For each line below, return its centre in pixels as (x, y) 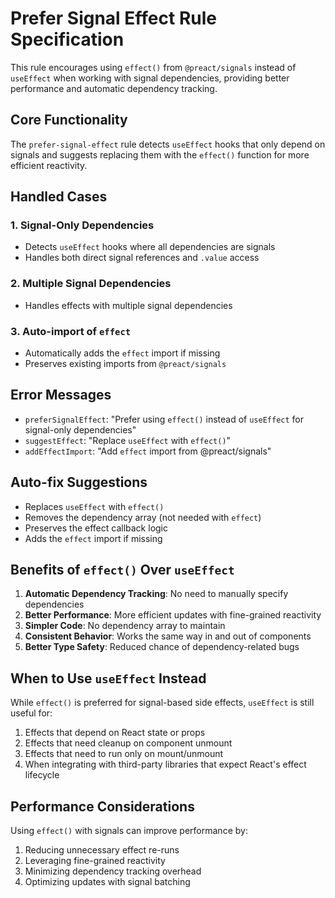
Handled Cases (59, 197)
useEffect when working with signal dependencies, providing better (150, 78)
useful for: (31, 713)
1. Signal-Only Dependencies (82, 225)
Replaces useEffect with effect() (94, 506)
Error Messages (61, 395)
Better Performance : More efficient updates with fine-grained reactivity (173, 615)
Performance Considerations (102, 806)
